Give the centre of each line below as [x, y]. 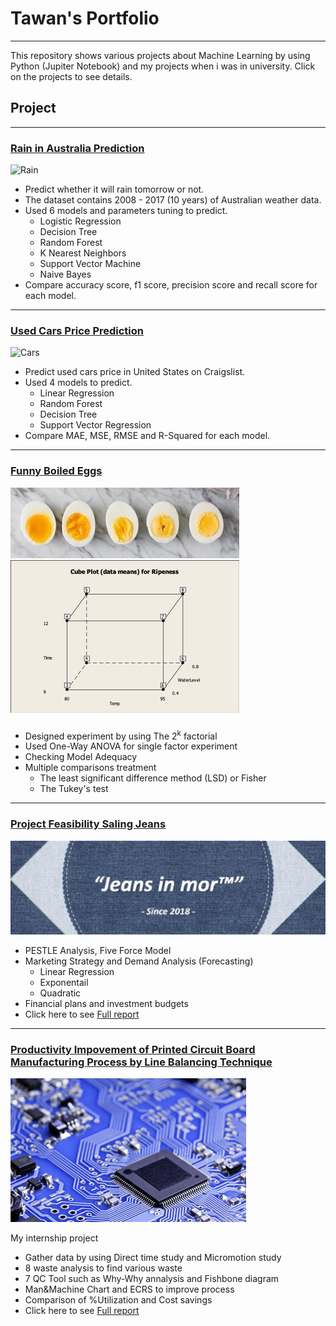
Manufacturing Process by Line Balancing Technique [141, 1062]
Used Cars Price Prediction [77, 330]
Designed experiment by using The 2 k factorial [121, 735]
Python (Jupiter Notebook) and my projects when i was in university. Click [163, 66]
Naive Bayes [65, 274]
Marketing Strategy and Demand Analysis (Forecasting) [139, 961]
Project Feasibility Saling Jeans [88, 824]
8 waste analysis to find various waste [103, 1268]
